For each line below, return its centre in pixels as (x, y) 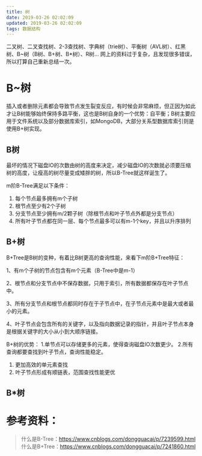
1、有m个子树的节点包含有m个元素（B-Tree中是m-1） (72, 270)
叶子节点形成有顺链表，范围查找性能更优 (65, 372)
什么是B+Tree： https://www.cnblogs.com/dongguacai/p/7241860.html (108, 446)
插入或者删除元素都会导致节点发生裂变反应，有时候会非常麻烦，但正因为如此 (101, 106)
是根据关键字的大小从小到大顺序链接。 (54, 331)
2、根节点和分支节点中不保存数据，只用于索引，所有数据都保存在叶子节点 (97, 283)
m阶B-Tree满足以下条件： (38, 185)
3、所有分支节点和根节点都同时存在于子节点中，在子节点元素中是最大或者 (97, 303)
